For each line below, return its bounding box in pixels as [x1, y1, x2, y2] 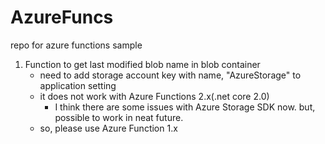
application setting [39, 79, 117, 91]
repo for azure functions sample [10, 39, 143, 51]
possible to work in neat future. [54, 111, 184, 123]
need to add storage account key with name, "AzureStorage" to [39, 69, 302, 81]
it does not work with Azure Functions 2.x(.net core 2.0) [39, 90, 270, 102]
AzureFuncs [10, 6, 114, 29]
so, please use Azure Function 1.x [39, 122, 178, 134]
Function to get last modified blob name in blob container [24, 58, 261, 70]
